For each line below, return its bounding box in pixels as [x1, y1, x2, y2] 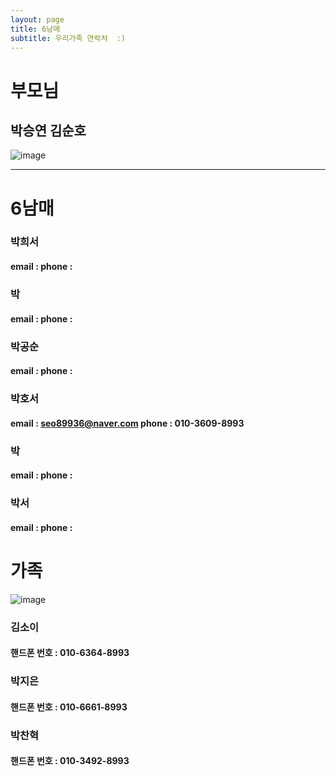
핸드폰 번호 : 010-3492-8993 [10, 755, 130, 767]
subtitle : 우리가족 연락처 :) [10, 33, 126, 43]
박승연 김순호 [10, 122, 87, 139]
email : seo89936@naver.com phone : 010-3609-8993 [10, 417, 245, 429]
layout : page [10, 14, 65, 25]
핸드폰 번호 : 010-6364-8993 [10, 647, 130, 659]
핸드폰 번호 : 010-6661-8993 [10, 701, 128, 713]
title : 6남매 [10, 24, 61, 34]
